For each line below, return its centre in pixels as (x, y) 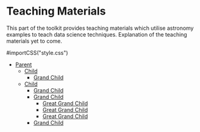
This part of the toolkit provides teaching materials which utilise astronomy (100, 28)
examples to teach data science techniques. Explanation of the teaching (97, 34)
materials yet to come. (34, 41)
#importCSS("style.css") (37, 52)
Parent (23, 64)
